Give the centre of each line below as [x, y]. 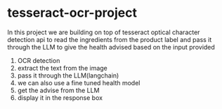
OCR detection [39, 60]
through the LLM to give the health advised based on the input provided [111, 47]
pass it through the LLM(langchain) [68, 75]
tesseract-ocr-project [72, 13]
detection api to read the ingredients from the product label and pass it [110, 39]
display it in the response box [60, 97]
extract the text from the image [62, 68]
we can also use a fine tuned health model [79, 82]
